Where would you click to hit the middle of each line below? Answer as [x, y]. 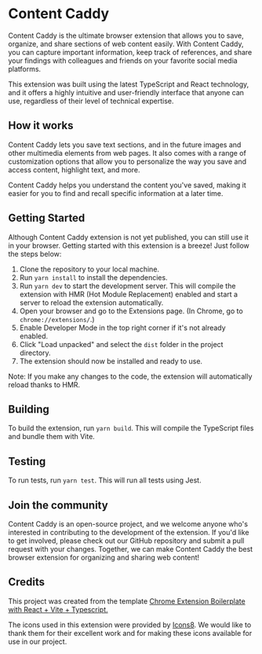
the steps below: [35, 253]
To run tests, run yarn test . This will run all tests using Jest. [105, 480]
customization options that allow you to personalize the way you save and [127, 161]
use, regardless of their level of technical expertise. [91, 101]
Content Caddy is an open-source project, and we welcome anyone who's [128, 524]
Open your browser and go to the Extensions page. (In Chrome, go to [131, 311]
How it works [41, 126]
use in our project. [38, 641]
